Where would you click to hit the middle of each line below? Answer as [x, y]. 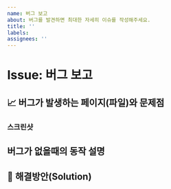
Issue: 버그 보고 [50, 75]
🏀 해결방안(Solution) [49, 177]
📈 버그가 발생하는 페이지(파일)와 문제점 [86, 103]
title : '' [21, 26]
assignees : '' [27, 39]
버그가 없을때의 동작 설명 [56, 152]
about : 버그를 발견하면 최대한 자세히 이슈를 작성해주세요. [79, 20]
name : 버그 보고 [27, 13]
